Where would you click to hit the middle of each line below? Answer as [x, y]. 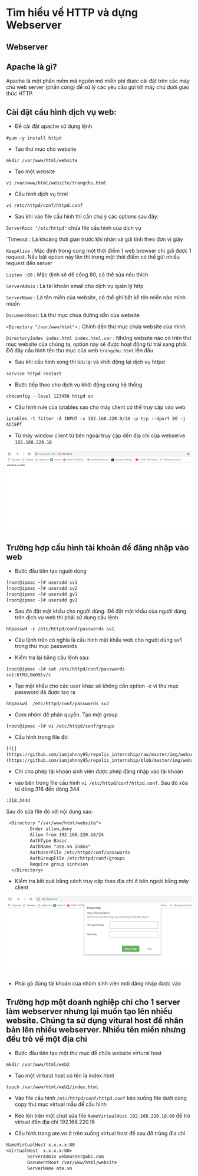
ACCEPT [14, 425]
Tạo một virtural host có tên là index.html [64, 1075]
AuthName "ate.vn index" [60, 847]
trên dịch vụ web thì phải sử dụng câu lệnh [67, 617]
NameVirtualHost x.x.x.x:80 [41, 1145]
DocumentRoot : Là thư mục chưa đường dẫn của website [73, 315]
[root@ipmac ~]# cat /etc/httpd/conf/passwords [66, 669]
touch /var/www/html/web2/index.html [52, 1087]
